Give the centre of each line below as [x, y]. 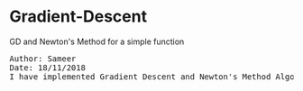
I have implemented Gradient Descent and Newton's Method [140, 77]
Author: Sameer [43, 59]
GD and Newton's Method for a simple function [97, 41]
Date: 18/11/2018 [47, 68]
